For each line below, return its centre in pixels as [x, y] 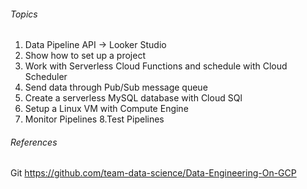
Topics [24, 14]
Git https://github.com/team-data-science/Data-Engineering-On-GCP [153, 173]
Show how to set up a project [85, 56]
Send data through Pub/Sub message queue [116, 87]
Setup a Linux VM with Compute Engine [106, 109]
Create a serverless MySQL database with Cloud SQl [133, 98]
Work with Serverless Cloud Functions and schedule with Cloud [156, 66]
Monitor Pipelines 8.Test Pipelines [94, 119]
